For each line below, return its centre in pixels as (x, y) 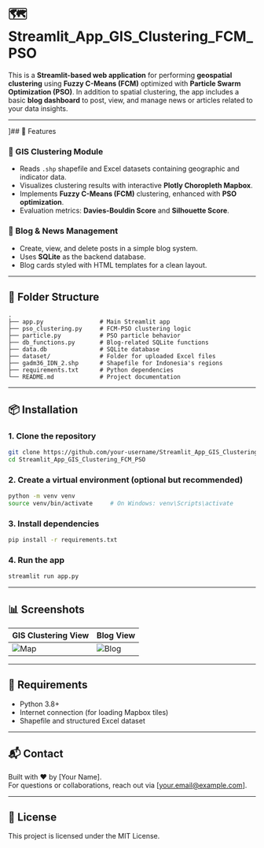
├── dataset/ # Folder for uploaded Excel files (112, 357)
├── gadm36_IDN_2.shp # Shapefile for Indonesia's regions (115, 363)
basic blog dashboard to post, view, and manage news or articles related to (130, 100)
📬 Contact (36, 754)
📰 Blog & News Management (63, 231)
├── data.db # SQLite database (84, 350)
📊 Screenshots (46, 609)
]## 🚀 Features (32, 131)
